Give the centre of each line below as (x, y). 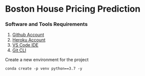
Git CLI (19, 50)
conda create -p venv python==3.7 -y (44, 69)
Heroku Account (29, 40)
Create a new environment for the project (47, 60)
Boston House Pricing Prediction (73, 9)
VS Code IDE (25, 45)
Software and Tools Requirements (46, 24)
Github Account (28, 35)
